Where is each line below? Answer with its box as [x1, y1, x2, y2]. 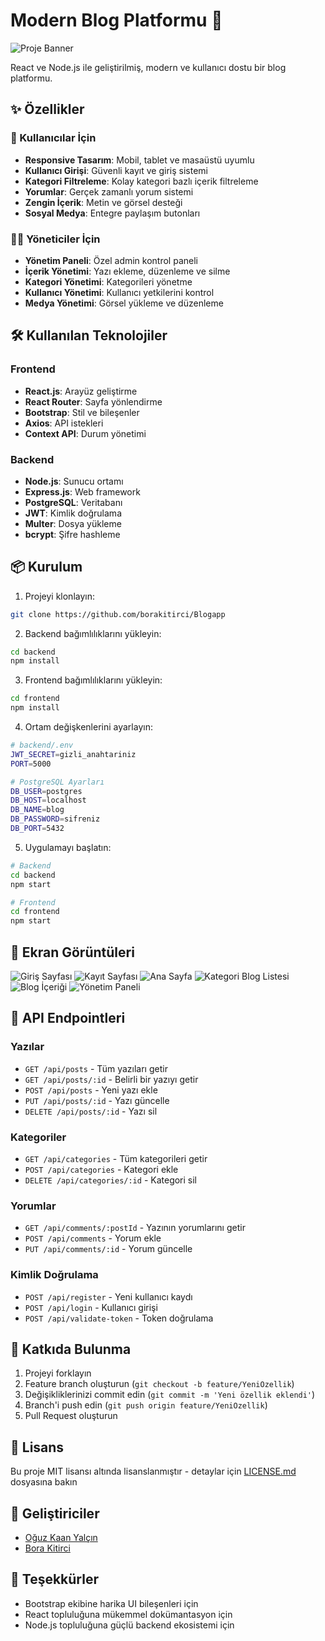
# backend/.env [10, 740, 74, 751]
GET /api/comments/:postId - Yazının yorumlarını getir [24, 1222, 246, 1234]
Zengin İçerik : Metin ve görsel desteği [24, 196, 183, 208]
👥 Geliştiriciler [10, 1505, 100, 1522]
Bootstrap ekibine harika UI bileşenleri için [24, 1597, 199, 1609]
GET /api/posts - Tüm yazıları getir [24, 1062, 168, 1074]
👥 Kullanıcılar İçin [10, 131, 97, 145]
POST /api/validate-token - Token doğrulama [24, 1312, 214, 1324]
